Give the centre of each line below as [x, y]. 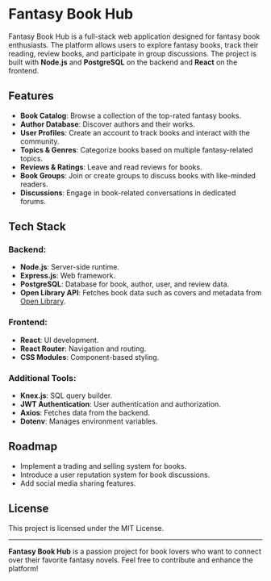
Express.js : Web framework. [67, 276]
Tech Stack [37, 227]
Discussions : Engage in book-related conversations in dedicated [128, 192]
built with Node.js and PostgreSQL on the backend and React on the [123, 62]
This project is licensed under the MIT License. [86, 528]
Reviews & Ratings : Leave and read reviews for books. [111, 167]
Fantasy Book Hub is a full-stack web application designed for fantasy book [134, 36]
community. [40, 141]
